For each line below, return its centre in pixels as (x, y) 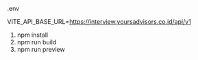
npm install (33, 35)
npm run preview (41, 49)
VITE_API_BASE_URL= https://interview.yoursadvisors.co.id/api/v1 (99, 21)
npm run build (37, 42)
